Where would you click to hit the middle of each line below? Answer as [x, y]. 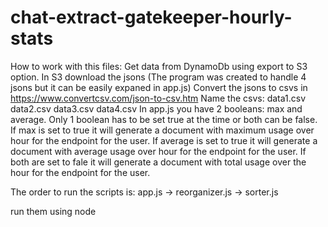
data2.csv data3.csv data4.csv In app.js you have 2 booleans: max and [156, 108]
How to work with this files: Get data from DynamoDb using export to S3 [159, 66]
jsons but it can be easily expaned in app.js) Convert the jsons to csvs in [159, 87]
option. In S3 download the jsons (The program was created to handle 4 [158, 77]
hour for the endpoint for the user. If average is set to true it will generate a [164, 140]
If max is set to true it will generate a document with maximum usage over [162, 130]
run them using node [53, 211]
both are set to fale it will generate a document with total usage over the [158, 162]
